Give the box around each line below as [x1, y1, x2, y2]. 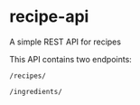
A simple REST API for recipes [9, 36, 122, 47]
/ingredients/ [9, 87, 63, 96]
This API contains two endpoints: [9, 53, 133, 64]
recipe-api [9, 6, 89, 27]
